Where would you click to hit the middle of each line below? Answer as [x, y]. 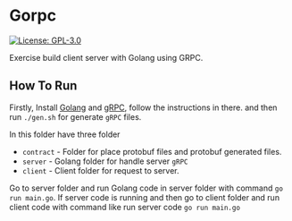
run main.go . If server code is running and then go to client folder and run [144, 197]
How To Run [43, 86]
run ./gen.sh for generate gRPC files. [75, 116]
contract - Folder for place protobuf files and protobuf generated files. [152, 151]
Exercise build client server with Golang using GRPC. [106, 57]
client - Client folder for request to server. [101, 170]
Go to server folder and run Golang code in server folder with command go [146, 188]
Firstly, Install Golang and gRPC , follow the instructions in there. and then [143, 107]
